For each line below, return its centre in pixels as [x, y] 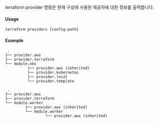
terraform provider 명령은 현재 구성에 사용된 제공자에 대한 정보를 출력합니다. [79, 7]
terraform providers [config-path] [42, 30]
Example [14, 40]
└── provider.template [51, 81]
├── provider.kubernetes [53, 73]
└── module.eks [21, 64]
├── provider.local [47, 77]
